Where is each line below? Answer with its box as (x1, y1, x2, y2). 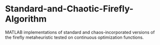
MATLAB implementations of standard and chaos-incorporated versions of (5, 29, 155, 35)
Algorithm (5, 13, 47, 24)
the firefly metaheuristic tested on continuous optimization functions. (5, 34, 144, 40)
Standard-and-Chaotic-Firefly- (5, 3, 134, 14)
